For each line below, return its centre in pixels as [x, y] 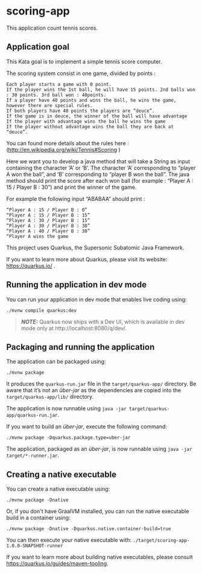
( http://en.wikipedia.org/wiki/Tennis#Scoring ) [63, 149]
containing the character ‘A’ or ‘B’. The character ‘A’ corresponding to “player [101, 168]
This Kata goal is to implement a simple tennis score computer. [84, 61]
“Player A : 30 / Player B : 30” [48, 226]
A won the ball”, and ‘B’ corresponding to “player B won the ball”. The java [98, 174]
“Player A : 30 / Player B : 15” [48, 220]
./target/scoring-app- [161, 541]
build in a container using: [38, 518]
